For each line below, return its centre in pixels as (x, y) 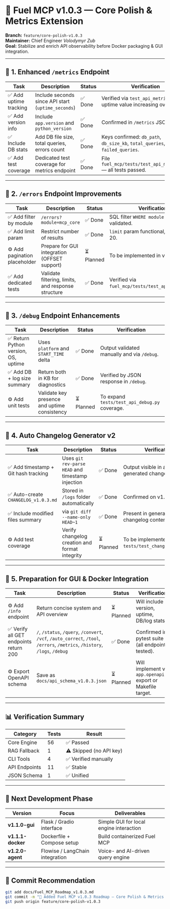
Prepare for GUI (60, 246)
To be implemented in (135, 255)
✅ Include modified (31, 514)
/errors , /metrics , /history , (70, 645)
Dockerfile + (55, 836)
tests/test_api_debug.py (130, 402)
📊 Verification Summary (45, 717)
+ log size (19, 379)
